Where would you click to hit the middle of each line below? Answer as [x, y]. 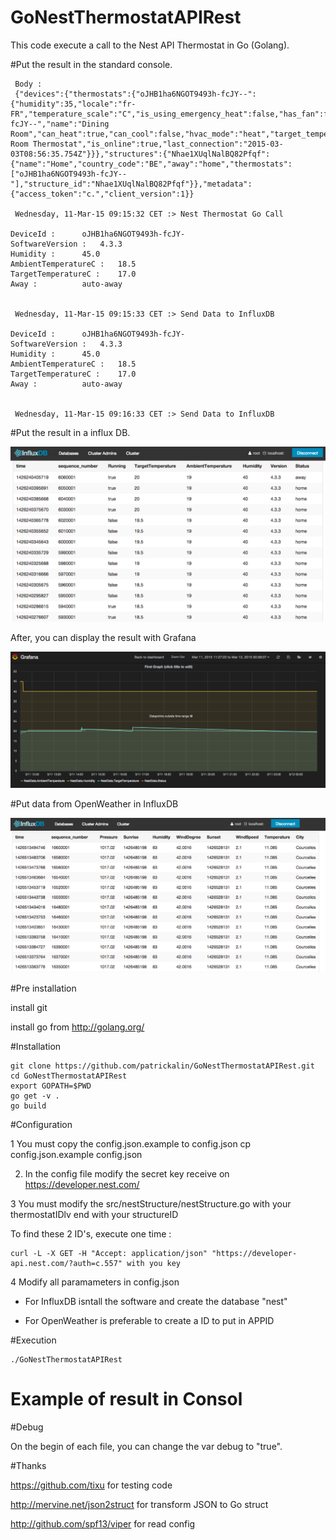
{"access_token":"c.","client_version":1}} [102, 194]
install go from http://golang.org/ [77, 1027]
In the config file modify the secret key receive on [127, 1174]
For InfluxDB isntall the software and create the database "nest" [156, 1302]
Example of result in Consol [126, 1399]
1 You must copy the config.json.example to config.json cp [131, 1144]
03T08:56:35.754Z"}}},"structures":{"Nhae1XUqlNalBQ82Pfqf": [140, 154]
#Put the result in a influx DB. [70, 432]
